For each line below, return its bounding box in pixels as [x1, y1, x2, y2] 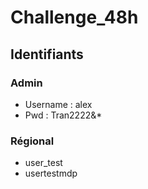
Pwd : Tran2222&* [24, 109, 103, 121]
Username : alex [24, 98, 93, 110]
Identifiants [10, 46, 84, 63]
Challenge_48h [10, 6, 139, 29]
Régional [10, 134, 55, 148]
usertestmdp [24, 167, 78, 180]
